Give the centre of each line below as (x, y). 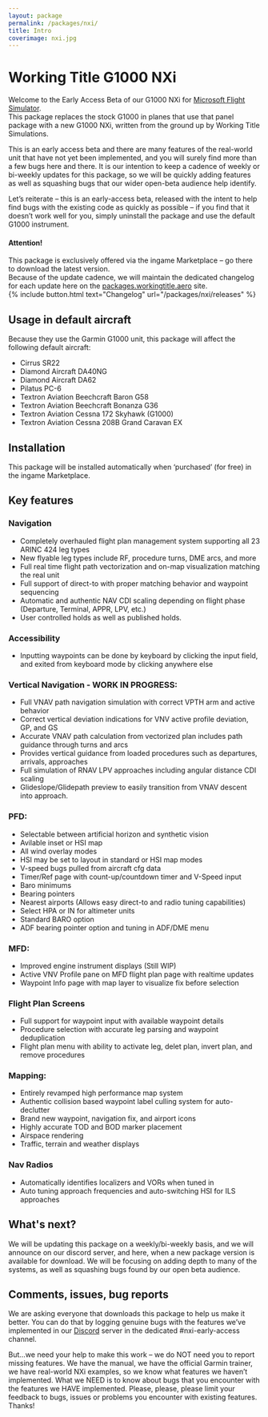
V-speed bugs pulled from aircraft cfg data (90, 868)
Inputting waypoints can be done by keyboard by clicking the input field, (139, 656)
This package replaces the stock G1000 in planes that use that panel (121, 117)
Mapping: (27, 1076)
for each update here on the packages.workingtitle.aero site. (108, 286)
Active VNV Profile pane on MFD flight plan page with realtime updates (137, 974)
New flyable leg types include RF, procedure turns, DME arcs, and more (138, 558)
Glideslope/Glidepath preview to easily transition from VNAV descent (133, 787)
